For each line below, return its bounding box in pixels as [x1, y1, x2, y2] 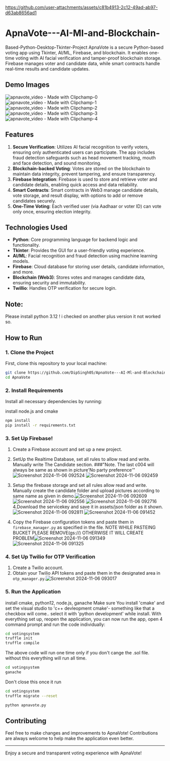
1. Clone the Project [5, 349, 54, 356]
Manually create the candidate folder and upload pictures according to [12, 487, 160, 493]
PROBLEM [12, 535, 34, 541]
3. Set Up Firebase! [5, 435, 53, 442]
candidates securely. [12, 197, 57, 204]
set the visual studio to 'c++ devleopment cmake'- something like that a [5, 605, 155, 611]
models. [12, 258, 30, 264]
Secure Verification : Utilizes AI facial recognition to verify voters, [12, 144, 149, 150]
